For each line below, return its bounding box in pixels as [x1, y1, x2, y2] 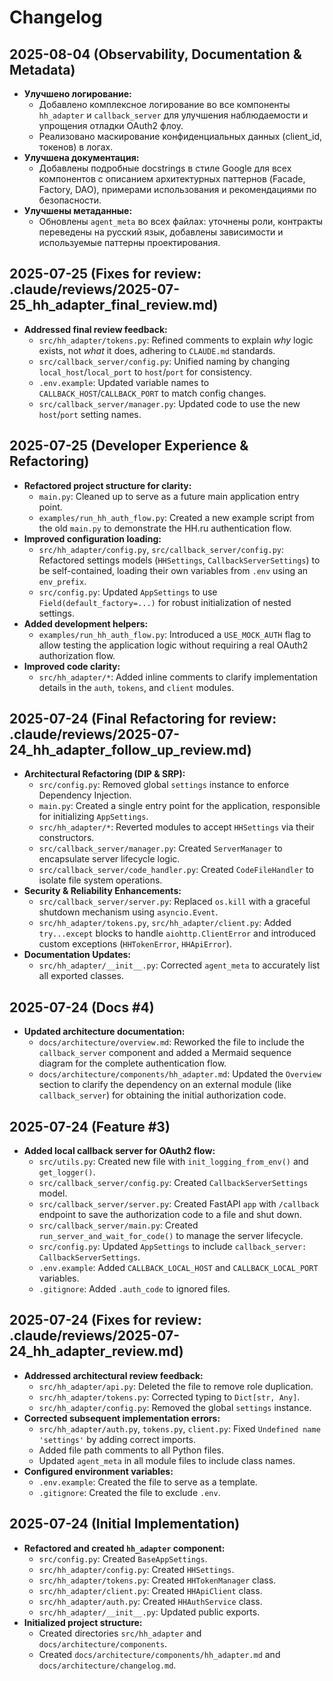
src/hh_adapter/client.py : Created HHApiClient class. [38, 1584, 263, 1596]
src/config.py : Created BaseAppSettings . [38, 1552, 208, 1565]
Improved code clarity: [23, 660, 121, 672]
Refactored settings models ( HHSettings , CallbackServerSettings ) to [38, 554, 321, 566]
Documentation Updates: [23, 949, 132, 961]
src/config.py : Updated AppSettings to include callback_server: [38, 1241, 307, 1253]
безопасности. [38, 194, 102, 206]
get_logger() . [38, 1166, 96, 1178]
